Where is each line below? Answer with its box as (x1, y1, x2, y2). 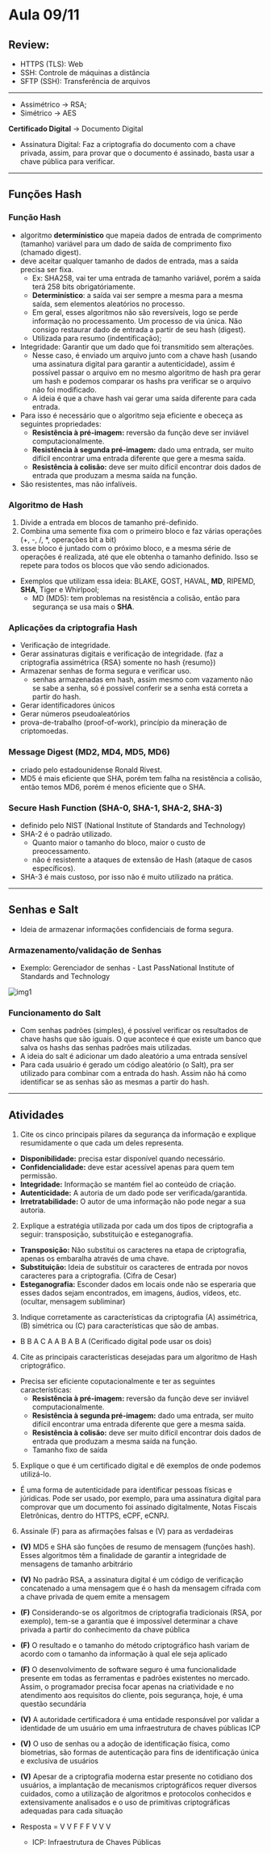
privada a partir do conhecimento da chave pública (19, 1625, 190, 1635)
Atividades (8, 1108, 65, 1122)
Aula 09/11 (8, 6, 80, 24)
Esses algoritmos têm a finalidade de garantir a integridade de (19, 1551, 227, 1561)
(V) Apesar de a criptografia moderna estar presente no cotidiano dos (19, 1771, 253, 1782)
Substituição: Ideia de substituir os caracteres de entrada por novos (19, 1263, 248, 1272)
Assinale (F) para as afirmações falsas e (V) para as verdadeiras (19, 1527, 234, 1536)
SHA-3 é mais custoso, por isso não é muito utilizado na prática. (19, 872, 234, 881)
